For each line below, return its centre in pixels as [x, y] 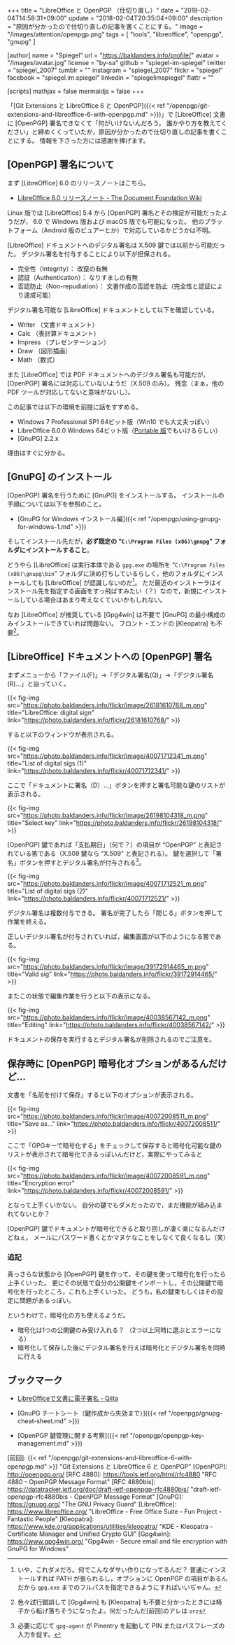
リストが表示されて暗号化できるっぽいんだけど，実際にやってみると [105, 1155]
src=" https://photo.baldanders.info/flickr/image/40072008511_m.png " [108, 1116]
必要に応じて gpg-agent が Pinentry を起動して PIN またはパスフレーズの [121, 1626]
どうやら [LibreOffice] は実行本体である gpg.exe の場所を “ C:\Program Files [116, 565]
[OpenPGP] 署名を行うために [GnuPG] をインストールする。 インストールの [116, 495]
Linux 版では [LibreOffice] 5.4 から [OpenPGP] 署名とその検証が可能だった [114, 213]
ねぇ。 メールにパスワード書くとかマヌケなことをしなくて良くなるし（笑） [121, 1238]
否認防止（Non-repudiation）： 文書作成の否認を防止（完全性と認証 [114, 286]
